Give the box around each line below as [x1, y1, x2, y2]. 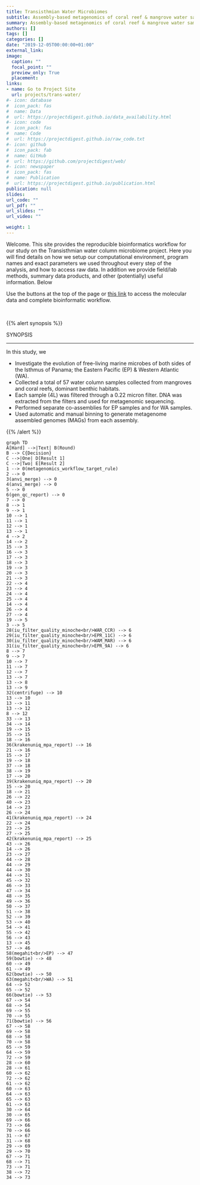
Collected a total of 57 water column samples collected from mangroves [14, 379, 192, 386]
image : [6, 53, 23, 59]
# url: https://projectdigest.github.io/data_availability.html [6, 114, 171, 120]
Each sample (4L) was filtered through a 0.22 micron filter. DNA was [14, 391, 183, 398]
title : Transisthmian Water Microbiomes [6, 8, 108, 15]
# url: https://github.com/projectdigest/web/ [6, 158, 127, 164]
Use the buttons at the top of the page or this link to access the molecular [6, 290, 187, 297]
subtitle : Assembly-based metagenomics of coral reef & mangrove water [6, 14, 187, 20]
